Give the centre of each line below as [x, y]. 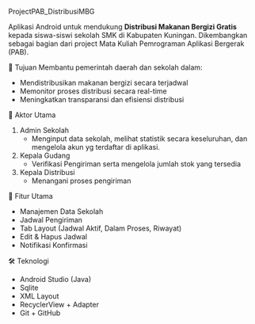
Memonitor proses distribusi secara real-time [93, 91]
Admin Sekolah [44, 130]
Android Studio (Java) [55, 279]
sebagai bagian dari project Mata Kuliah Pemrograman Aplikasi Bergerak [126, 44]
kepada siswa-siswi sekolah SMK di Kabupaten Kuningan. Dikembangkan [128, 35]
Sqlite [29, 288]
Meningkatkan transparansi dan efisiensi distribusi [102, 99]
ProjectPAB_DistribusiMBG [51, 11]
